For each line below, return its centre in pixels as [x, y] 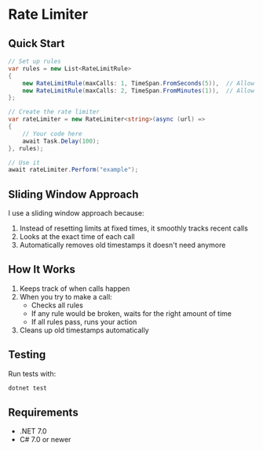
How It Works [42, 269]
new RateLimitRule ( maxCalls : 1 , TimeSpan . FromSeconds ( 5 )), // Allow [139, 83]
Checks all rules [57, 305]
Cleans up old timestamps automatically [84, 330]
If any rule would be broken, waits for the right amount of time [131, 313]
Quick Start [37, 44]
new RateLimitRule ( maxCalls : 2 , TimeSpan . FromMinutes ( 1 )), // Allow [139, 91]
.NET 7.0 [33, 431]
